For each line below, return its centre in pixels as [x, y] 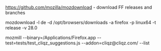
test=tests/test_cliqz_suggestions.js [43, 43]
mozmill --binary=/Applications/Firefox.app [51, 38]
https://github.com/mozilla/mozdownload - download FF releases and [79, 7]
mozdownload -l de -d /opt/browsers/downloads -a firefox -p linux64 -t [81, 22]
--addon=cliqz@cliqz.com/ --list [116, 43]
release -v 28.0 [21, 28]
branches [15, 13]
